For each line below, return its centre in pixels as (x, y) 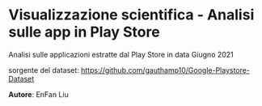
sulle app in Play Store (84, 32)
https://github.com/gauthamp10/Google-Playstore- (165, 70)
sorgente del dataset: (44, 70)
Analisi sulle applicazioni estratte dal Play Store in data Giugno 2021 (121, 54)
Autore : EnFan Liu (38, 94)
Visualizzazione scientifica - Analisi (131, 15)
